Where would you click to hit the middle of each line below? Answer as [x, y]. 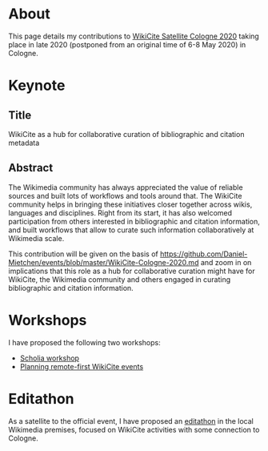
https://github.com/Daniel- [204, 254]
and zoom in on [226, 262]
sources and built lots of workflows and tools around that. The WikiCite [125, 195]
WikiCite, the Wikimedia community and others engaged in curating [120, 279]
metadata [24, 143]
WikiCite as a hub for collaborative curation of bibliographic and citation [126, 134]
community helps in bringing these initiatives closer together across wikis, [130, 204]
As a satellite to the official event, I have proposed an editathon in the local [131, 421]
